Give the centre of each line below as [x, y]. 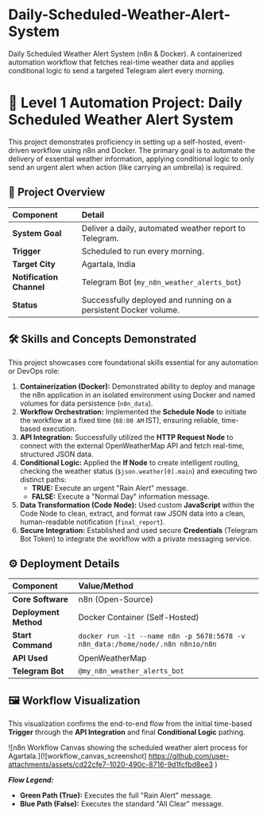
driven [19, 150]
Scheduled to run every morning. [143, 251]
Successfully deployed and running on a [157, 300]
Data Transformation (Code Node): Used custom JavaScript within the [137, 504]
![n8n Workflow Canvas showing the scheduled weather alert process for [128, 747]
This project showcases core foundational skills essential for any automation [133, 362]
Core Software [41, 599]
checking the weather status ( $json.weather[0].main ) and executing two [138, 471]
